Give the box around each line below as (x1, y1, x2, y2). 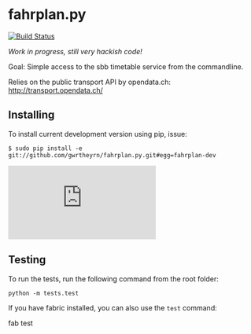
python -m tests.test (8, 289, 79, 297)
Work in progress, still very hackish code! (8, 46, 143, 56)
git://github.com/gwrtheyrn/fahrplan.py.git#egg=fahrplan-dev (8, 151, 216, 159)
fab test (8, 318, 33, 328)
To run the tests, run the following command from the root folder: (8, 273, 219, 284)
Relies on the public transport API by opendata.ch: (8, 77, 172, 86)
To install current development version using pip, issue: (8, 129, 187, 138)
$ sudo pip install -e (8, 144, 83, 152)
